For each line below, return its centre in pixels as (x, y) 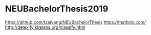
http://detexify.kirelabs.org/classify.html (45, 27)
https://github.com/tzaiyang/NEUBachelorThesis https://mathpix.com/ (75, 22)
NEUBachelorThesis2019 (57, 9)
